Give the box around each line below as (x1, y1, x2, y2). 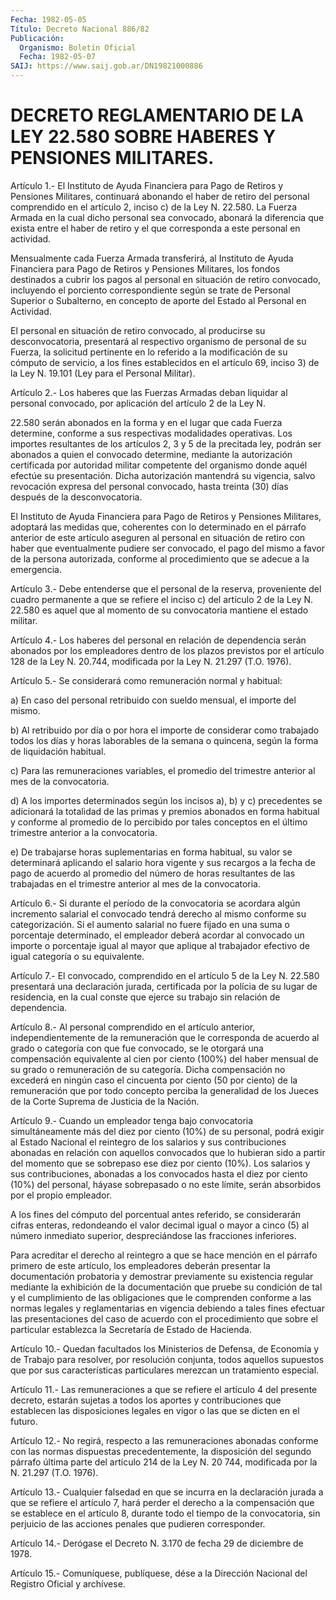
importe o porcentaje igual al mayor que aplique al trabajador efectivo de (10, 939, 310, 951)
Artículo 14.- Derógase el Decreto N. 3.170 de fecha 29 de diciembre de (10, 1537, 304, 1549)
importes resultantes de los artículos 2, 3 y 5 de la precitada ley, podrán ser (10, 437, 322, 450)
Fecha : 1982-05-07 (19, 52, 97, 62)
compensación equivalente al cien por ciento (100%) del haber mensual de (10, 1052, 319, 1065)
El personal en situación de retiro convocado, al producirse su (10, 324, 266, 336)
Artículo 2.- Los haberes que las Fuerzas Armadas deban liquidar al (10, 386, 288, 398)
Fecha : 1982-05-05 (10, 14, 87, 25)
